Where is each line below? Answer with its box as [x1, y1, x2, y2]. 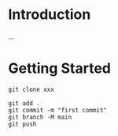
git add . [8, 99, 41, 108]
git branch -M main [8, 113, 72, 121]
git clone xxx [8, 85, 55, 93]
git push [8, 120, 37, 128]
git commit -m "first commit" [8, 106, 108, 114]
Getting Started [8, 59, 112, 77]
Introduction [8, 6, 91, 24]
